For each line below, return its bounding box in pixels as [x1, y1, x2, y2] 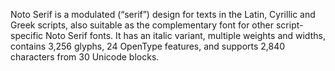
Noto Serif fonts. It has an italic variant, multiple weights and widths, [45, 30, 326, 41]
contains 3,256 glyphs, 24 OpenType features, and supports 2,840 [10, 40, 286, 52]
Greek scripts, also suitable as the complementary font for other [10, 19, 275, 31]
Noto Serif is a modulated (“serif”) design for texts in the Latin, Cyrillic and [10, 9, 316, 20]
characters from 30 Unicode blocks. [10, 51, 160, 63]
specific [10, 30, 44, 41]
